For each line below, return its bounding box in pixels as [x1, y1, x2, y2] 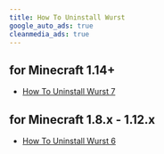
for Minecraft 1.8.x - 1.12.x [9, 112, 156, 127]
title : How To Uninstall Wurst [9, 12, 126, 22]
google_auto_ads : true [9, 21, 94, 30]
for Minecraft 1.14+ [9, 62, 116, 77]
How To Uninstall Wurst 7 [21, 86, 116, 97]
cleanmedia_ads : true [9, 29, 90, 38]
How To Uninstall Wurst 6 [21, 135, 116, 146]
